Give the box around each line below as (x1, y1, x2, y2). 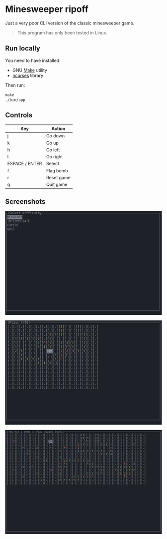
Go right (46, 154, 63, 160)
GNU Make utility (12, 67, 47, 73)
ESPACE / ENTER (7, 161, 42, 167)
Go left (46, 146, 60, 153)
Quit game (46, 181, 68, 188)
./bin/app (5, 97, 26, 102)
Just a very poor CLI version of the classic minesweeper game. (5, 20, 135, 26)
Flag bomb (46, 167, 68, 173)
